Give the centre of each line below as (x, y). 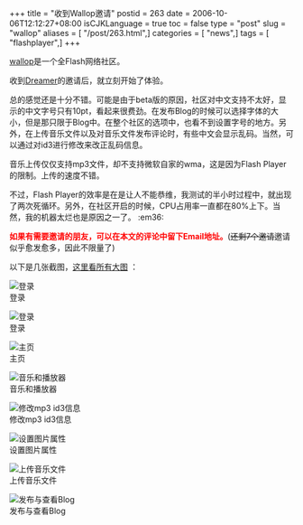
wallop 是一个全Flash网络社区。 (67, 61)
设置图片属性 (33, 450)
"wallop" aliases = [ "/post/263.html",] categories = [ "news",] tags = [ (139, 33)
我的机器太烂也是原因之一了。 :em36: (94, 217)
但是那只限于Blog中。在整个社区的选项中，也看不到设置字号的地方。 (152, 122)
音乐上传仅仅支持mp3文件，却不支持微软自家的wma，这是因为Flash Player (148, 164)
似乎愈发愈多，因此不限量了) (62, 248)
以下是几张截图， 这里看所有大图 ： (73, 267)
